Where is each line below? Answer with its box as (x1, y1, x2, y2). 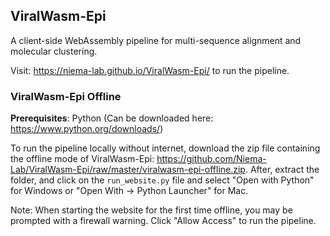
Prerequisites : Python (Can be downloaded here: (10, 112, 214, 124)
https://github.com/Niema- (156, 153, 267, 165)
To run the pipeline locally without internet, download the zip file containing (10, 142, 321, 154)
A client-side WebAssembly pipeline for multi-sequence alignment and (10, 34, 302, 46)
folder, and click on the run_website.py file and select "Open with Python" (10, 174, 315, 186)
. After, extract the (244, 164, 320, 176)
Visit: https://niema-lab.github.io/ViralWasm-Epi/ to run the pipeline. (10, 64, 290, 76)
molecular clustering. (10, 45, 98, 57)
